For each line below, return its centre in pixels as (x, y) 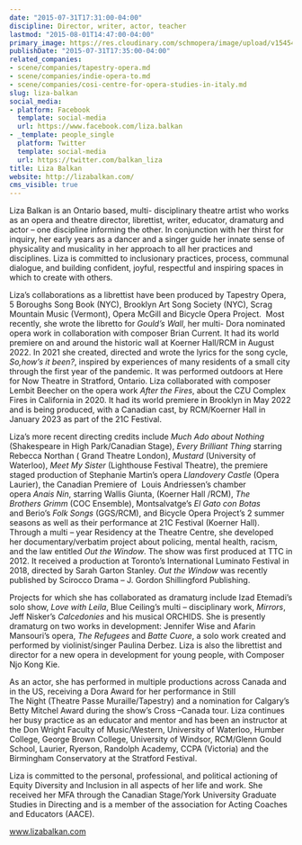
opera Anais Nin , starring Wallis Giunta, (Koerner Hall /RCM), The (129, 494)
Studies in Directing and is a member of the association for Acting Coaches (148, 805)
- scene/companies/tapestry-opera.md (80, 68)
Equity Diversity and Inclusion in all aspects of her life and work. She (136, 786)
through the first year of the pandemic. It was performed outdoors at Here (146, 372)
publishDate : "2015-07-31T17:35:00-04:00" (90, 51)
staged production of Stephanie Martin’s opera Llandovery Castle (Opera (144, 475)
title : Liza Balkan (46, 168)
